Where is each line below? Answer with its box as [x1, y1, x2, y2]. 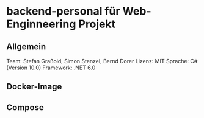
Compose [6, 102, 44, 113]
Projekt [78, 17, 116, 31]
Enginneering [6, 17, 76, 31]
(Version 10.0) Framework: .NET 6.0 [6, 64, 96, 71]
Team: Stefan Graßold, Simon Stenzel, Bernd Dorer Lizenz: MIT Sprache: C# [6, 58, 198, 64]
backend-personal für [6, 4, 120, 18]
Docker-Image [6, 82, 62, 92]
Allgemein [6, 41, 46, 52]
